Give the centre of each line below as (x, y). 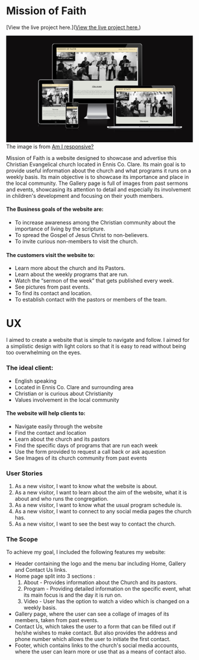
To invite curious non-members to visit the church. (76, 242)
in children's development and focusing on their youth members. (85, 196)
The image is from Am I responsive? (50, 146)
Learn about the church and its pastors (62, 439)
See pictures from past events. (52, 287)
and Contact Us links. (41, 570)
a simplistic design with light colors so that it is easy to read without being (96, 346)
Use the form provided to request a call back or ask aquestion (90, 451)
